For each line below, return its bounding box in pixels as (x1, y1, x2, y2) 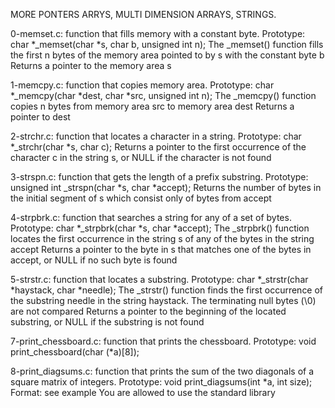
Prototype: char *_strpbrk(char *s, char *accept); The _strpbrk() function (10, 222, 310, 234)
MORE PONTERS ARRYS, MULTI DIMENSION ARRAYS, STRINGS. (10, 9, 277, 20)
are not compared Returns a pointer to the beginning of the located (10, 305, 287, 317)
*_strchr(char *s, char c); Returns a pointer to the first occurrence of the (10, 141, 307, 153)
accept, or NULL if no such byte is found (10, 254, 178, 266)
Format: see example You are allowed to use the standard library (10, 387, 276, 398)
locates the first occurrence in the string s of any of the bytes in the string (10, 233, 315, 244)
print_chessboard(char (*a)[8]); (10, 346, 140, 358)
